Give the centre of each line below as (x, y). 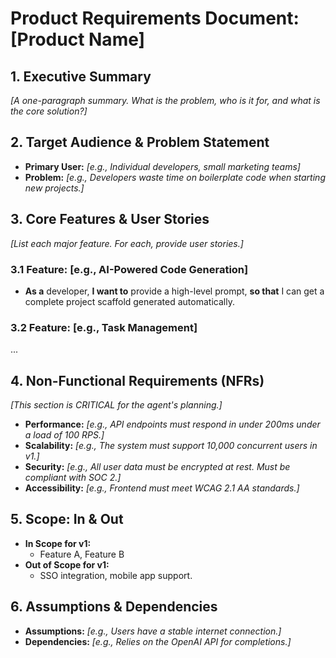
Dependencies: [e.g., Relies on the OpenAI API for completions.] (158, 641)
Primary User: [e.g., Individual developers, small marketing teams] (162, 166)
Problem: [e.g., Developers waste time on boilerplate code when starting (175, 177)
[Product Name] (78, 39)
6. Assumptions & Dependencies (114, 607)
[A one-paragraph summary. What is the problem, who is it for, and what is (165, 100)
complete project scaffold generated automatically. (129, 301)
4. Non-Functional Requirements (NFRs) (137, 380)
